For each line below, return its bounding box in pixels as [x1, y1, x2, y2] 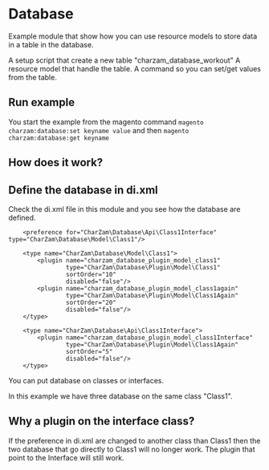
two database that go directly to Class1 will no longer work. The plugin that [8, 444, 255, 454]
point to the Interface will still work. [8, 452, 124, 462]
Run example [8, 95, 75, 109]
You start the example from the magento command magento [8, 117, 204, 127]
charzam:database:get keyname [8, 134, 110, 142]
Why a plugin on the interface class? [8, 415, 195, 428]
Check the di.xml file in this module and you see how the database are [8, 204, 241, 213]
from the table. [8, 72, 58, 82]
